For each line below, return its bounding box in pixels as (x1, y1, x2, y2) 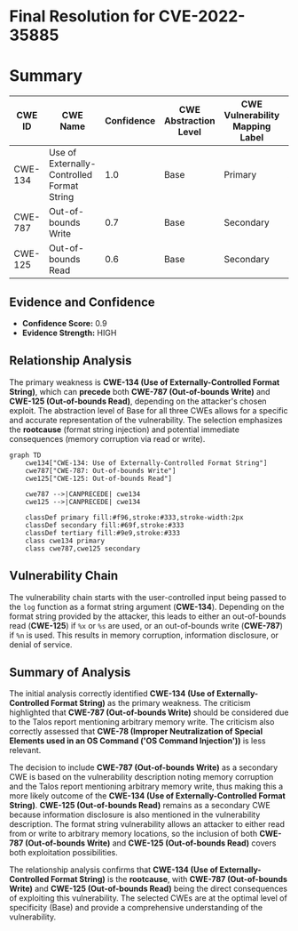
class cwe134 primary (25, 536, 105, 545)
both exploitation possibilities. (9, 847, 118, 858)
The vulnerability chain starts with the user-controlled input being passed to (9, 591, 286, 602)
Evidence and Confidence (9, 294, 155, 309)
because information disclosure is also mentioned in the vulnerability (9, 809, 261, 820)
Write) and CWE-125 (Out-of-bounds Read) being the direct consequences (9, 883, 288, 895)
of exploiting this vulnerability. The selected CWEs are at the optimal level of (9, 893, 288, 903)
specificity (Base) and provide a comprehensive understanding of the (9, 903, 263, 913)
